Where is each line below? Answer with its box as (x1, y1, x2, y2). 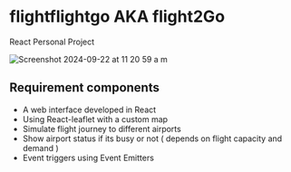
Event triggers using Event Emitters (22, 152, 154, 163)
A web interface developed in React (22, 104, 157, 115)
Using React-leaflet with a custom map (22, 113, 169, 124)
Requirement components (9, 80, 160, 96)
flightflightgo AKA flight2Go (9, 6, 225, 27)
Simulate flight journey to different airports (22, 123, 181, 134)
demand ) (22, 142, 59, 153)
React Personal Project (9, 36, 95, 47)
